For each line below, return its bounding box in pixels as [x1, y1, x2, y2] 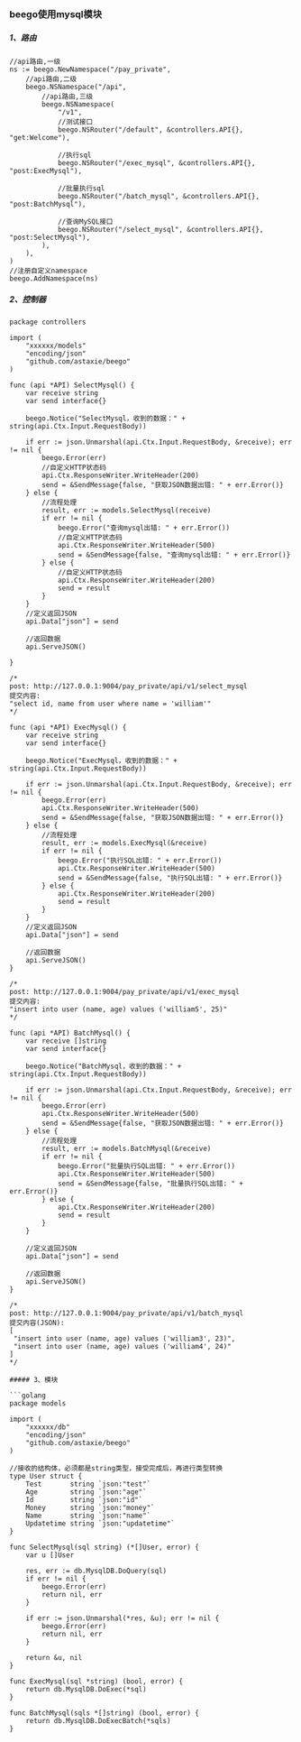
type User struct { [9, 1471, 83, 1480]
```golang [9, 1391, 47, 1400]
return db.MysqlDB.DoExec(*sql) [25, 1684, 147, 1693]
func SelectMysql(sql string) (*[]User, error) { [9, 1543, 200, 1552]
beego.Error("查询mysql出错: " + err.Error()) [57, 523, 231, 532]
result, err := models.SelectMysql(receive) [41, 505, 212, 515]
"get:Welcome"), [9, 133, 70, 142]
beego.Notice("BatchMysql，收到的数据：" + [25, 1062, 182, 1071]
